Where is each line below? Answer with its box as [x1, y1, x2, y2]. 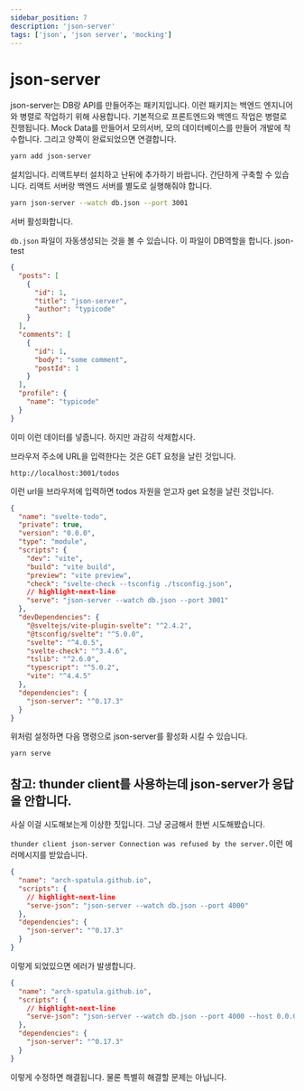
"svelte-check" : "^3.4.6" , [26, 647, 128, 656]
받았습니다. [49, 850, 88, 861]
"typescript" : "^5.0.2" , [26, 663, 120, 673]
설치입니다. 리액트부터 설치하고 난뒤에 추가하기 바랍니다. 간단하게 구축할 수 [10, 169, 273, 181]
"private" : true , [18, 520, 84, 529]
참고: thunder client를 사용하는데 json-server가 [10, 776, 270, 791]
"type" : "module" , [18, 537, 88, 546]
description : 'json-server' [10, 22, 116, 31]
